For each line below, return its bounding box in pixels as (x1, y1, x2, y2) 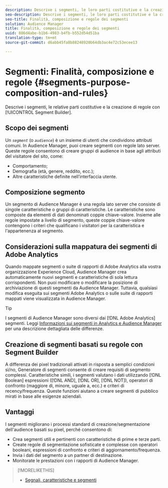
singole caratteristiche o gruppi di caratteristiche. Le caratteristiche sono (5, 207, 155, 213)
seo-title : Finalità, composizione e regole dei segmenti (5, 17, 128, 22)
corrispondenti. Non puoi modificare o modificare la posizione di (5, 279, 138, 286)
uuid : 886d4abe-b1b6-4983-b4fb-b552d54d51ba (5, 31, 99, 36)
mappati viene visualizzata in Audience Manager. (5, 295, 106, 301)
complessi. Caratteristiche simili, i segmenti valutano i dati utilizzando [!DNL (5, 372, 161, 378)
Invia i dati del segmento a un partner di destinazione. (12, 452, 123, 458)
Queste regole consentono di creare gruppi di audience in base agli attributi (5, 147, 161, 153)
